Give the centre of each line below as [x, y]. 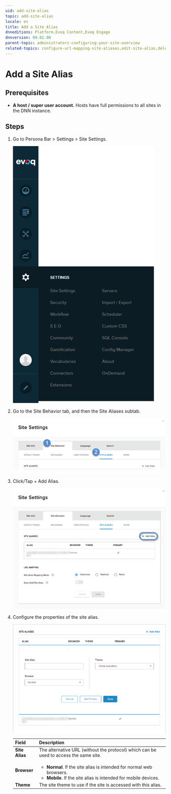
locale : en [17, 21]
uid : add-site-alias [27, 11]
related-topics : [22, 48]
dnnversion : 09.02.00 [28, 38]
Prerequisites [27, 93]
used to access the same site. [70, 755]
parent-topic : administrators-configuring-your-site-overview [73, 43]
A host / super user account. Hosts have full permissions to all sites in [87, 105]
